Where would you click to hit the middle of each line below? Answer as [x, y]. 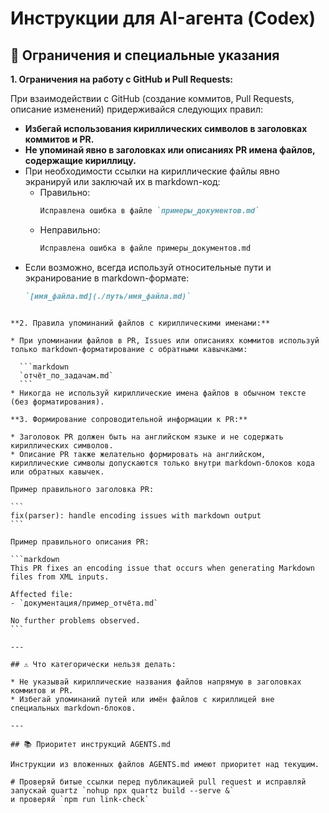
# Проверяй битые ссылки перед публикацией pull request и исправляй [158, 782]
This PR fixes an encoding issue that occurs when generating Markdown [162, 568]
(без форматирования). [57, 402]
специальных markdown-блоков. [73, 708]
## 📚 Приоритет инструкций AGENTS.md [90, 744]
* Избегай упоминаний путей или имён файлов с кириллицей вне [142, 699]
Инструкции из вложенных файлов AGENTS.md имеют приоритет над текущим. [165, 764]
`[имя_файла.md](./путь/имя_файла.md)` [108, 296]
